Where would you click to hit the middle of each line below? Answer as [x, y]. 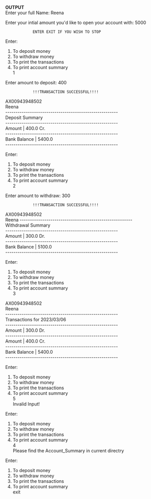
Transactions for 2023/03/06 [36, 319]
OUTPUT [15, 7]
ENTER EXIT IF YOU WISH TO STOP [67, 32]
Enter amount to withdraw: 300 [38, 196]
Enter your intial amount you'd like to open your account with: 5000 [76, 23]
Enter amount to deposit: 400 [36, 83]
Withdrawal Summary [28, 225]
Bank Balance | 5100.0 [28, 247]
